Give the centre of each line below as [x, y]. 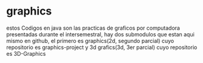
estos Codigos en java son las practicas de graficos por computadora [93, 28]
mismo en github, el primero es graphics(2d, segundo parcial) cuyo [90, 41]
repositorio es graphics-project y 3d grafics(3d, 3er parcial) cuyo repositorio [102, 47]
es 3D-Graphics [26, 53]
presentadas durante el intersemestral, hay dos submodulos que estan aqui [101, 34]
